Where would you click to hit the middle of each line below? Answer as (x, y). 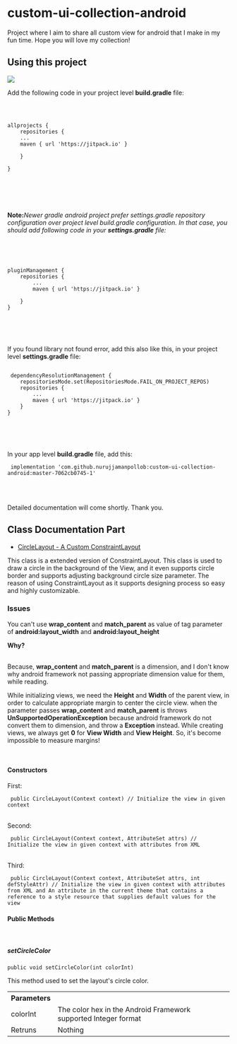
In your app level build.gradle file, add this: (70, 454)
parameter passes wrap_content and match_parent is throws (97, 710)
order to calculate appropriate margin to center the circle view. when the (112, 703)
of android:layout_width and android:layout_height (84, 631)
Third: (16, 866)
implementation (32, 467)
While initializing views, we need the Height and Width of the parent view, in (119, 695)
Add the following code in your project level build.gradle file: (96, 93)
